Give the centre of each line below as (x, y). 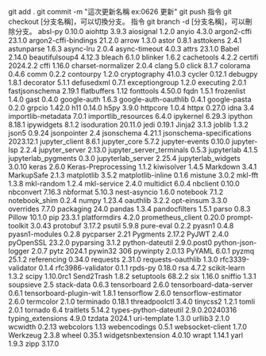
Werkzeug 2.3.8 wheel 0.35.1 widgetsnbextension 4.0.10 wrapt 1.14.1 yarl (126, 335)
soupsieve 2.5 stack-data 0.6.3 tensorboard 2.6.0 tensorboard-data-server (131, 285)
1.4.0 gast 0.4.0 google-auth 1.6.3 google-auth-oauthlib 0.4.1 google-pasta (130, 99)
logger (19, 251)
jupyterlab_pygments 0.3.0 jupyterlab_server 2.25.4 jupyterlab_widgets (124, 158)
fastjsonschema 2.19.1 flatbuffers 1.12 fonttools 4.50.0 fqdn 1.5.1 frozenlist (127, 91)
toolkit (19, 226)
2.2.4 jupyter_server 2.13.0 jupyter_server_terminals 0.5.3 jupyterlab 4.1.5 (139, 150)
